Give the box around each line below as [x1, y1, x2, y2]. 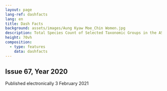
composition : [5, 40, 32, 45]
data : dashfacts [14, 49, 48, 54]
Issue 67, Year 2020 [5, 67, 68, 76]
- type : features [9, 44, 46, 49]
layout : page [5, 7, 32, 12]
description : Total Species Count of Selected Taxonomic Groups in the [5, 30, 157, 35]
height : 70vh [5, 35, 32, 40]
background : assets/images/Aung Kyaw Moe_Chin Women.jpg [5, 26, 126, 31]
